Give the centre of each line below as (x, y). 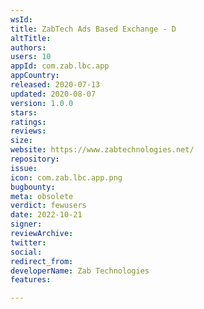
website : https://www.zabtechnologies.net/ (102, 150)
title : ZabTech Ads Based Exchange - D (93, 29)
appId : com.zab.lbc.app (60, 66)
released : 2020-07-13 (55, 85)
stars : (24, 112)
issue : (24, 168)
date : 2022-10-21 (46, 215)
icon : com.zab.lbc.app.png (66, 177)
